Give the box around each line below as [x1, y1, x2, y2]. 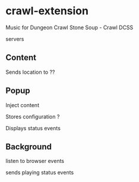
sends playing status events [5, 169, 74, 176]
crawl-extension [5, 4, 89, 18]
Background [5, 142, 52, 152]
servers [5, 35, 24, 42]
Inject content [5, 101, 40, 108]
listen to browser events [5, 158, 65, 165]
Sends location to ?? [5, 68, 55, 76]
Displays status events [5, 124, 61, 131]
